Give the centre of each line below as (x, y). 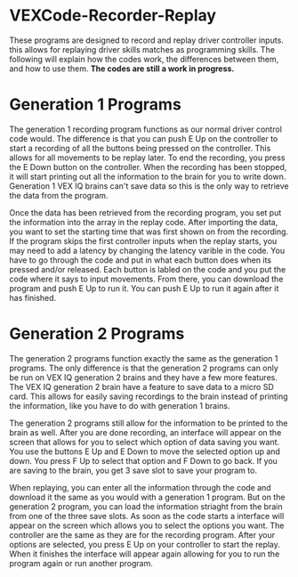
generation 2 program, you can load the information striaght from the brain (146, 506)
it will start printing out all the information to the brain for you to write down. (148, 176)
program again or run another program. (81, 563)
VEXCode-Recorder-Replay (113, 16)
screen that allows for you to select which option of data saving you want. (145, 442)
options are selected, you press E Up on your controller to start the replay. (145, 544)
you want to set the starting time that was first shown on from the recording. (149, 232)
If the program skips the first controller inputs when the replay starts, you (143, 240)
